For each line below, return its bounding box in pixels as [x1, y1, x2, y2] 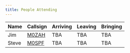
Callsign [27, 23, 47, 30]
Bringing [101, 23, 122, 30]
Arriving [52, 23, 72, 30]
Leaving [77, 23, 97, 30]
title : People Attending [5, 7, 57, 12]
